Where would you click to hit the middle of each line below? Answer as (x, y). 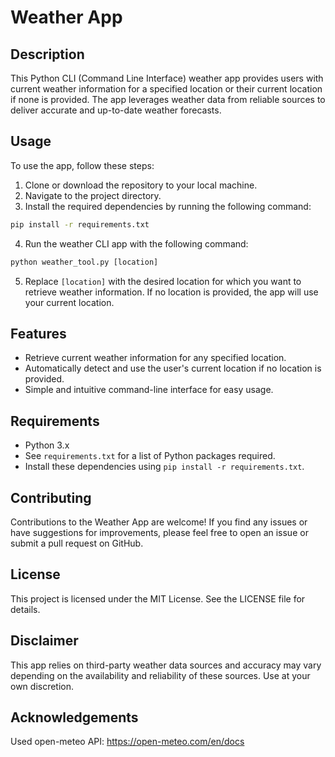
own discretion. (42, 686)
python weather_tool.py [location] (84, 262)
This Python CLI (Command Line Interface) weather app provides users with (167, 78)
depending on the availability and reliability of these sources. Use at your (160, 675)
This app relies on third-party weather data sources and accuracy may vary (166, 665)
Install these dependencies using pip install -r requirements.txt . (164, 467)
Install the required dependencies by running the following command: (168, 206)
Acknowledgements (74, 717)
